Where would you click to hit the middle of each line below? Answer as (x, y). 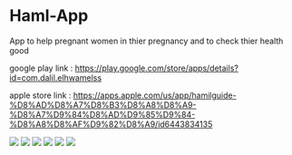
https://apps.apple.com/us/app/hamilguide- (155, 95)
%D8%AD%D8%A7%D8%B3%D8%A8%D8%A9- (103, 104)
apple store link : (40, 95)
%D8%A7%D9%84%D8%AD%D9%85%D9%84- (102, 114)
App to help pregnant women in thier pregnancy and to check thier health (146, 41)
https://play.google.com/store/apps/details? (156, 68)
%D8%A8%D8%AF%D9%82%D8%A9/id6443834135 (111, 124)
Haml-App (49, 16)
